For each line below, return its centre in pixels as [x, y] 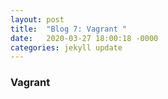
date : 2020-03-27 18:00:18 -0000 [84, 38]
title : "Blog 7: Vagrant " [69, 29]
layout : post [37, 19]
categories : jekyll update [66, 47]
